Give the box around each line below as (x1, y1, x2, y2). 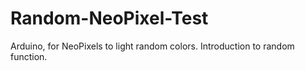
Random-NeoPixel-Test (10, 7, 209, 30)
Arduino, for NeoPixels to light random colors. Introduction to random (10, 40, 295, 52)
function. (10, 50, 48, 62)
